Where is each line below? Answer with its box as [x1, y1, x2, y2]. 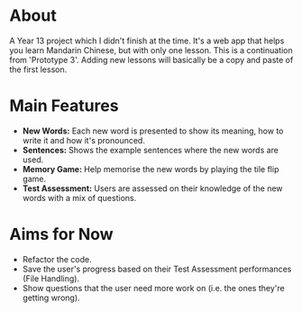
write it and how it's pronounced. [22, 134, 146, 145]
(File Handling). [22, 272, 79, 284]
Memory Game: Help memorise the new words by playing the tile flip [22, 163, 279, 174]
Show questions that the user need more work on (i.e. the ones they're [22, 282, 286, 293]
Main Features [9, 96, 119, 116]
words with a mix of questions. [22, 192, 137, 203]
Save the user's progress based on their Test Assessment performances [22, 263, 292, 274]
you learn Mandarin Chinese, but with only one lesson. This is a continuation [9, 44, 293, 55]
